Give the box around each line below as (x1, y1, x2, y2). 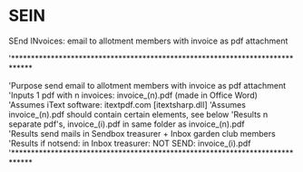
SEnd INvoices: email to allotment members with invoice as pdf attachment (8, 35, 288, 46)
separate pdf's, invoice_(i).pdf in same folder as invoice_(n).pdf (8, 119, 246, 129)
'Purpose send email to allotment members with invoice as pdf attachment (8, 80, 287, 91)
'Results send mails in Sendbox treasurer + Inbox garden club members (8, 128, 276, 139)
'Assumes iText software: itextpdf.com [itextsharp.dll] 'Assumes (8, 99, 247, 110)
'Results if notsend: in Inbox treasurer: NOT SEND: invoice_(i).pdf (8, 138, 251, 148)
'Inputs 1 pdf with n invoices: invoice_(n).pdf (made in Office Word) (8, 90, 258, 100)
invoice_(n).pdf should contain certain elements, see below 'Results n (8, 109, 269, 119)
